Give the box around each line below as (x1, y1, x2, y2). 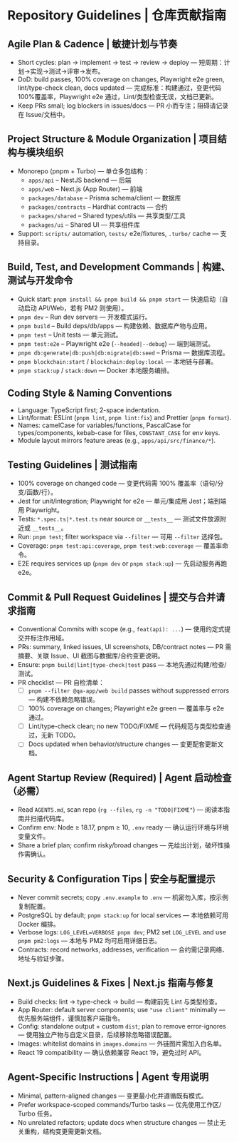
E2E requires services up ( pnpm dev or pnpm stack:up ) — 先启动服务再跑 (17, 559, 228, 568)
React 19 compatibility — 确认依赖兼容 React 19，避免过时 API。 (17, 1048, 206, 1056)
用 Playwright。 (17, 506, 64, 514)
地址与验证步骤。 (17, 954, 68, 962)
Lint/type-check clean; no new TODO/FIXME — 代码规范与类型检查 (28, 722, 225, 730)
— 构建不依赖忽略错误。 (28, 695, 100, 704)
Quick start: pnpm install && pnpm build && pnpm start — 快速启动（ (17, 295, 222, 303)
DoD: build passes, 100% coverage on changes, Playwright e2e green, (17, 75, 225, 83)
